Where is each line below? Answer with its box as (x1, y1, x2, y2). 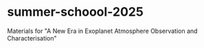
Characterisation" (7, 34, 57, 42)
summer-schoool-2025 (7, 4, 144, 20)
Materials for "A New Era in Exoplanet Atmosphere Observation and (7, 27, 198, 35)
